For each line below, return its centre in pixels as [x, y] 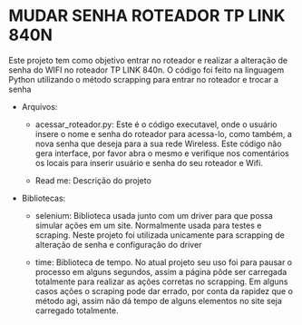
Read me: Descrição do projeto [93, 180]
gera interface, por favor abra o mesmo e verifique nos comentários [162, 153]
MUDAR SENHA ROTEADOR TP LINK [147, 16]
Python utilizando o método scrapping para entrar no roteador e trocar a [143, 79]
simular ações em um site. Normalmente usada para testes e [148, 225]
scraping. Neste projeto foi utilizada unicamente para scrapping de [160, 235]
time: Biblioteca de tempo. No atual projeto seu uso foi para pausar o [164, 262]
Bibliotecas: [44, 198]
